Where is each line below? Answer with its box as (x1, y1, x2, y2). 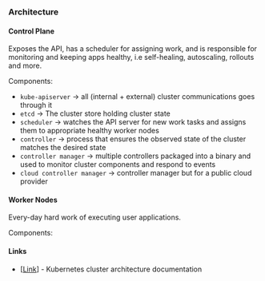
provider (19, 176, 48, 186)
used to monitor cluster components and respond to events (19, 160, 216, 169)
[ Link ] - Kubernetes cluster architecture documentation (19, 264, 203, 274)
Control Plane (8, 26, 54, 36)
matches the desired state (19, 143, 106, 152)
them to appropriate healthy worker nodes (19, 126, 160, 136)
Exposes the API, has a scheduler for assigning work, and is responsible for (8, 44, 258, 53)
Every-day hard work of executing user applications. (8, 212, 182, 222)
